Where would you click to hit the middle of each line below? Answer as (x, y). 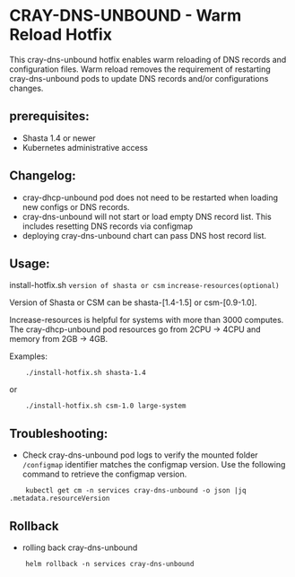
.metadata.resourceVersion (60, 499)
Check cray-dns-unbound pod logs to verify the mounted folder (140, 455)
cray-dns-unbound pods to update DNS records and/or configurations (139, 78)
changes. (26, 88)
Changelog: (43, 176)
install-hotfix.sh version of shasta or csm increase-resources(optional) (144, 285)
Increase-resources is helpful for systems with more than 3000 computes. (147, 320)
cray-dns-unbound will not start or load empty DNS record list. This (147, 216)
